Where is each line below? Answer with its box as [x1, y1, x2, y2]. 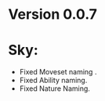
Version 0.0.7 [8, 5, 98, 23]
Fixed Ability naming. [19, 76, 88, 85]
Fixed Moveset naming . [19, 67, 97, 77]
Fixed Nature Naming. [19, 84, 90, 93]
